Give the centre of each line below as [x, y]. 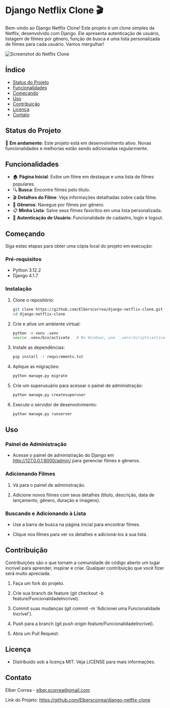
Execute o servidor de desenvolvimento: [55, 404]
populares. [24, 184]
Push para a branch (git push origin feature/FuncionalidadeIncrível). [83, 624]
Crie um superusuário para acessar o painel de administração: [78, 386]
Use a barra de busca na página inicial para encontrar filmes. [76, 524]
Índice [15, 70]
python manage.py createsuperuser [49, 395]
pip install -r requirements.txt [48, 357]
